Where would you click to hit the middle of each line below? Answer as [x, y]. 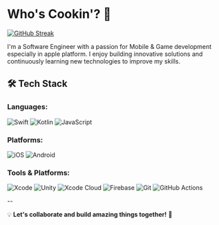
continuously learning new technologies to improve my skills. [94, 61]
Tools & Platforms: [39, 173]
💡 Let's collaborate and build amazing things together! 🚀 [90, 215]
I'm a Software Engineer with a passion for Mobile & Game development [109, 46]
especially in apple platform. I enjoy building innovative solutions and [105, 54]
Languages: [28, 107]
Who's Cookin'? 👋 [59, 14]
